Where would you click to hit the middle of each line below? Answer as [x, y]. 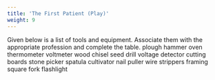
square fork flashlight [37, 69]
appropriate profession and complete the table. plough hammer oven [105, 47]
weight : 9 [21, 20]
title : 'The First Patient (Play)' [58, 13]
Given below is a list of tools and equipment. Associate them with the [105, 39]
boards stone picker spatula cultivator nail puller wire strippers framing [108, 61]
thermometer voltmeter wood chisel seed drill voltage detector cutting [107, 54]
